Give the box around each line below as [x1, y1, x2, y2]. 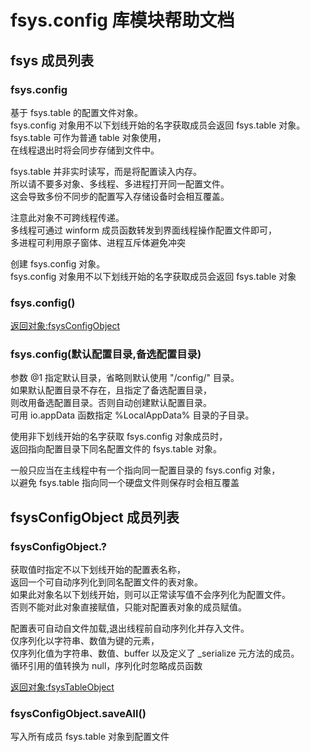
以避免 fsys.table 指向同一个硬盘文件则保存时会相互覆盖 [10, 477, 240, 489]
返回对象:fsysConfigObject [10, 320, 121, 332]
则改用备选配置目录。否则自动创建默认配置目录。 [10, 397, 212, 409]
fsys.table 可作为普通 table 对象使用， [10, 131, 167, 143]
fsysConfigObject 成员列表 [10, 509, 180, 526]
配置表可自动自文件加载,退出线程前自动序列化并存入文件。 [10, 622, 250, 635]
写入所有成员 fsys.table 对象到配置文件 [10, 731, 170, 743]
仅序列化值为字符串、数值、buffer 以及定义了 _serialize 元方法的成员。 [10, 647, 300, 660]
